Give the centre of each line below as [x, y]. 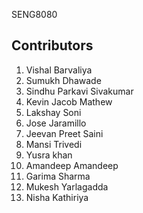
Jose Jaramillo [56, 123]
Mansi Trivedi [54, 144]
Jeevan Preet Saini [64, 133]
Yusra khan [49, 155]
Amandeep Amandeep [72, 165]
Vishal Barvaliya [59, 70]
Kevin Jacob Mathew [69, 101]
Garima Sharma [58, 176]
